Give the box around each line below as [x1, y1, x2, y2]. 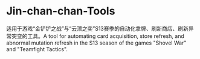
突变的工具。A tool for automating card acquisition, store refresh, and [11, 32, 184, 40]
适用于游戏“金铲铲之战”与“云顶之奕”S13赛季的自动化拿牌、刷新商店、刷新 [6, 25, 189, 32]
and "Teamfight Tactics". [6, 45, 68, 52]
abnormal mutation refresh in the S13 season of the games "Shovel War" [6, 39, 187, 46]
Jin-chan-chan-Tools [6, 4, 115, 18]
